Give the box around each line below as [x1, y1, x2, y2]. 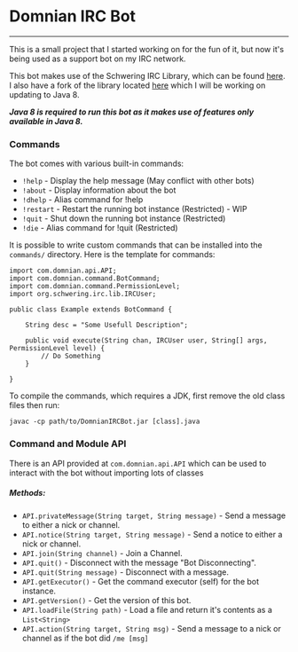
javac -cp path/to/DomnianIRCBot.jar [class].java [9, 417, 200, 427]
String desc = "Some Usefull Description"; [25, 321, 189, 330]
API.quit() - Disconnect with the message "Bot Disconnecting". [21, 557, 257, 568]
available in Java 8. [9, 115, 83, 126]
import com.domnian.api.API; [9, 266, 117, 276]
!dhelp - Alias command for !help [21, 194, 144, 205]
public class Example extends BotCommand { [9, 305, 173, 314]
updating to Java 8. [9, 89, 80, 99]
